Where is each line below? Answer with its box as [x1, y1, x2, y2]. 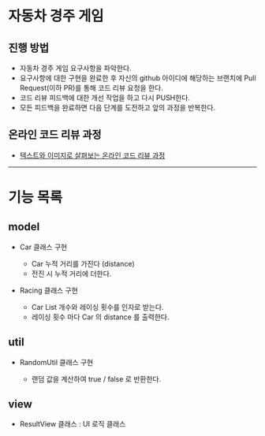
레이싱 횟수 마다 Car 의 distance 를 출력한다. [31, 312, 170, 322]
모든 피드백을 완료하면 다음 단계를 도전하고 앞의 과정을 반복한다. [19, 103, 215, 112]
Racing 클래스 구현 [19, 285, 79, 295]
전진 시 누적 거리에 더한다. [31, 269, 112, 278]
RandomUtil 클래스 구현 [19, 357, 94, 367]
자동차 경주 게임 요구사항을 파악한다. [19, 64, 132, 73]
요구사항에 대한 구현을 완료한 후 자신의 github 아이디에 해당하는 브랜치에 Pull [19, 73, 256, 83]
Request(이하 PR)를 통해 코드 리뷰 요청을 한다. [19, 84, 163, 92]
